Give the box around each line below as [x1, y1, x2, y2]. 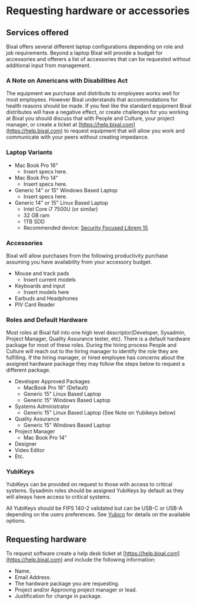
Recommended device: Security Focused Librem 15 [23, 224, 148, 231]
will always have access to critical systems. [6, 493, 112, 500]
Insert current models [23, 276, 76, 283]
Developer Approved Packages [14, 378, 90, 385]
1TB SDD [23, 218, 45, 225]
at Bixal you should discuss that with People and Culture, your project [6, 115, 175, 122]
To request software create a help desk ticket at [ [6, 550, 125, 557]
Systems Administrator [14, 403, 70, 410]
